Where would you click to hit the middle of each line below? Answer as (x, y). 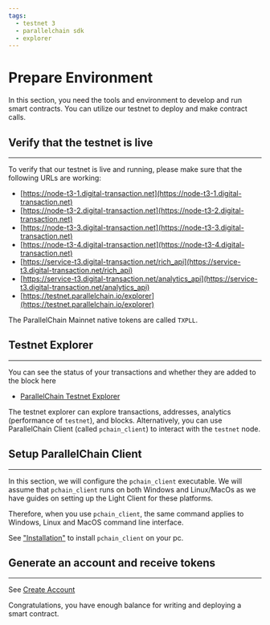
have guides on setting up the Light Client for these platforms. (111, 498)
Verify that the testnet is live (81, 143)
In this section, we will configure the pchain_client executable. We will (125, 481)
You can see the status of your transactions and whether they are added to (132, 372)
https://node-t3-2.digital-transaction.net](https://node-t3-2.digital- (133, 210)
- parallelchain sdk (50, 31)
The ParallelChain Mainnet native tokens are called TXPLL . (103, 320)
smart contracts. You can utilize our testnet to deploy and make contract (128, 108)
